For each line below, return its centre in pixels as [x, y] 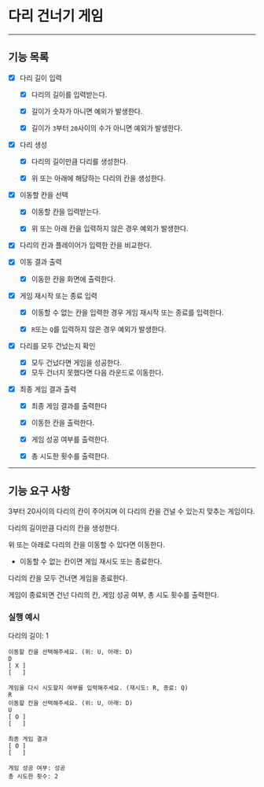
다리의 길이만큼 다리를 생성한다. [79, 161]
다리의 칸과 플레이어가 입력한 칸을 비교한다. [86, 246]
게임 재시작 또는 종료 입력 [59, 295]
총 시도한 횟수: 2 [33, 777]
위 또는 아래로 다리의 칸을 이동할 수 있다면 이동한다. [86, 545]
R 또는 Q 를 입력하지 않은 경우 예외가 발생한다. [99, 329]
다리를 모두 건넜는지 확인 [57, 345]
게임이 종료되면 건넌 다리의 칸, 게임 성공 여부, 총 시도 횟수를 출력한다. [114, 595]
